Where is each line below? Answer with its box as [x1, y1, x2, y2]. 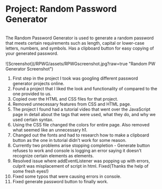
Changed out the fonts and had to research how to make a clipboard [12, 132, 149, 138]
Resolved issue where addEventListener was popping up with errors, [12, 158, 150, 164]
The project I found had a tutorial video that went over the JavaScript [12, 106, 151, 112]
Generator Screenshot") [5, 66, 54, 71]
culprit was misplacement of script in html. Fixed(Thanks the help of [12, 163, 149, 169]
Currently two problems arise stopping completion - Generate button [12, 142, 150, 148]
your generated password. [5, 50, 59, 56]
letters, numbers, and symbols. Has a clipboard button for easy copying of [5, 45, 154, 51]
